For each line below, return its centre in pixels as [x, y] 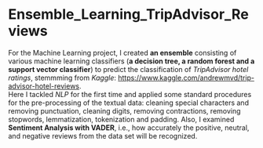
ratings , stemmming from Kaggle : [62, 78]
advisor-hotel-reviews [44, 86]
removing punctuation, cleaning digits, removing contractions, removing [124, 110]
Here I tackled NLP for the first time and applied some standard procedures [130, 94]
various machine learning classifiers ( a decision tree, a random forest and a [131, 61]
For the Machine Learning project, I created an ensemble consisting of [122, 52]
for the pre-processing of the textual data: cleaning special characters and [129, 103]
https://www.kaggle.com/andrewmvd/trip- [186, 78]
